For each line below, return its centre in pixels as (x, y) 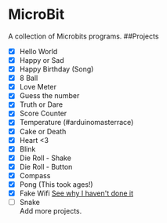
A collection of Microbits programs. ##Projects (83, 36)
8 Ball (29, 78)
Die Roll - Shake (45, 158)
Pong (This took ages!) (56, 184)
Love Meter (38, 87)
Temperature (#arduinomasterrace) (76, 122)
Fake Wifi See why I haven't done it (76, 193)
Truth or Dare (41, 104)
